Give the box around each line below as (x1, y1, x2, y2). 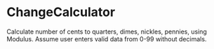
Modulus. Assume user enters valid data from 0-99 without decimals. (6, 34, 207, 43)
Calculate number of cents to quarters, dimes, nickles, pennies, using (6, 27, 208, 36)
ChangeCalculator (6, 4, 116, 20)
